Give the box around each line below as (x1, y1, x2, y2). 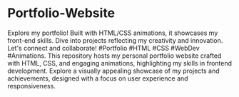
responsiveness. (7, 81, 56, 90)
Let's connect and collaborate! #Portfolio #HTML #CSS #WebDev (7, 44, 200, 52)
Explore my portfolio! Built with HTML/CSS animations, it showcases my (7, 29, 218, 37)
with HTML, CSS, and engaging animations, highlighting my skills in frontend (7, 58, 233, 67)
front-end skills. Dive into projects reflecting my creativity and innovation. (7, 36, 223, 44)
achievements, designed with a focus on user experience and (7, 73, 188, 83)
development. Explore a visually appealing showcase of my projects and (7, 66, 220, 75)
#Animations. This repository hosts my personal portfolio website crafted (7, 51, 222, 60)
